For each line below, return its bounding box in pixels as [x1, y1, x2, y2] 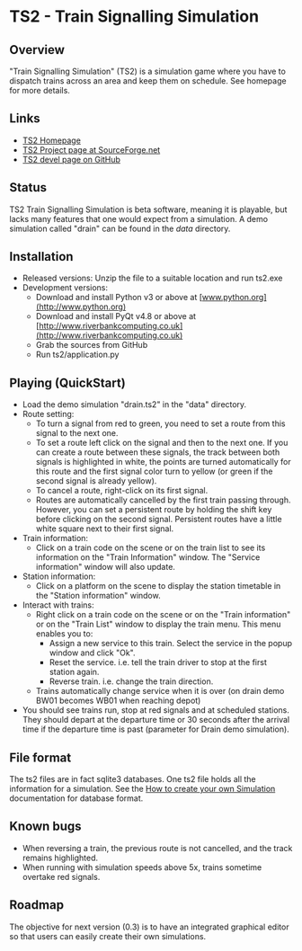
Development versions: [22, 282, 109, 293]
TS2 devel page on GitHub [22, 154, 121, 164]
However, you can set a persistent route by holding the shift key [35, 504, 272, 515]
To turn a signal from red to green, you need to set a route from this [35, 418, 286, 429]
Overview [9, 42, 66, 58]
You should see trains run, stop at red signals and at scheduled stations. [22, 705, 289, 715]
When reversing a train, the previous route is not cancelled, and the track [22, 842, 293, 853]
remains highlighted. [22, 852, 99, 863]
